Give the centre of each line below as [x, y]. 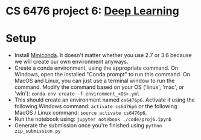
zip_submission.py [37, 131]
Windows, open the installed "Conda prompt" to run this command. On [102, 75]
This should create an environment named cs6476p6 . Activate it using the [105, 100]
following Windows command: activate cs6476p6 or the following [96, 106]
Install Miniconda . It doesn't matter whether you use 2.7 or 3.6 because [103, 55]
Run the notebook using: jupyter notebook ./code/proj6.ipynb [93, 119]
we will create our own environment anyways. [71, 62]
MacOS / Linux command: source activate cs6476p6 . [81, 113]
